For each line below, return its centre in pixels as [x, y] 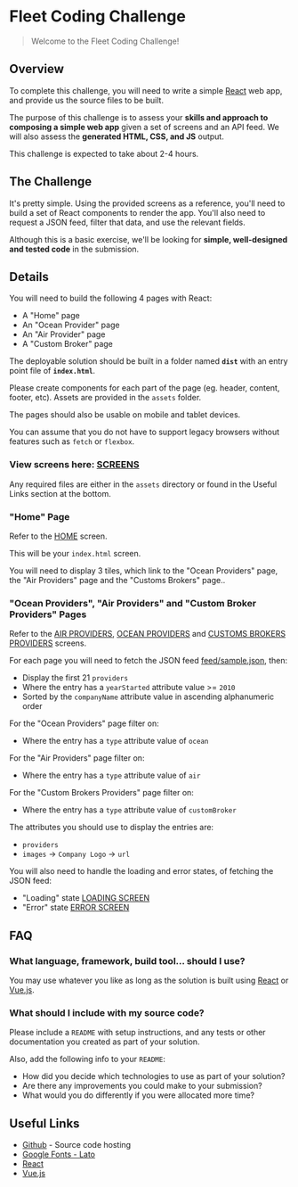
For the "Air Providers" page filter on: [77, 758]
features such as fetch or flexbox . [72, 441]
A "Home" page [51, 316]
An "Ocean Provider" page [71, 325]
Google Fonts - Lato [59, 1154]
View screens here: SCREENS [74, 465]
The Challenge [51, 181]
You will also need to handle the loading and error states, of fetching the [141, 871]
